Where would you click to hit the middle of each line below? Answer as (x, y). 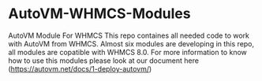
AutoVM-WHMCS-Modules (99, 14)
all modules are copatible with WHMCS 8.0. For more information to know (127, 52)
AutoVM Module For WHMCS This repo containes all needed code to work (129, 35)
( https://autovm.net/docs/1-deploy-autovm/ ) (80, 68)
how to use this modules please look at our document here (104, 61)
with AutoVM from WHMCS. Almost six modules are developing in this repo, (131, 43)
